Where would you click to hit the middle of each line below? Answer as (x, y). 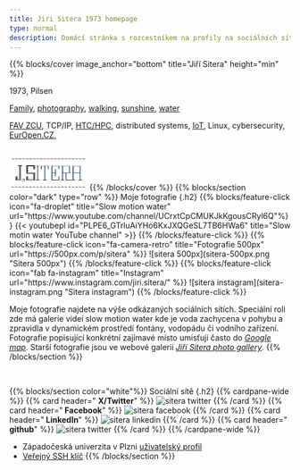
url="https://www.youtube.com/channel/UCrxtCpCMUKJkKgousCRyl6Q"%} (149, 216)
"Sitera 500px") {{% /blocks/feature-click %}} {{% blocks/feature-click (140, 264)
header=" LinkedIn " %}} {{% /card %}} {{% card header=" (149, 420)
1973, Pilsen (31, 91)
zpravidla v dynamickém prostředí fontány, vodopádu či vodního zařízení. (144, 328)
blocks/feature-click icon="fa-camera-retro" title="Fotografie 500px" (137, 245)
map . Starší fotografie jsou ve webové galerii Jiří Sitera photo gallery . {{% (145, 348)
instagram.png (36, 292)
